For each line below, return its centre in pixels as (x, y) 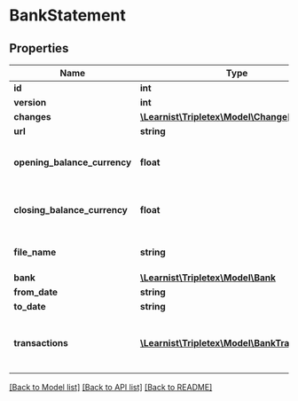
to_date (30, 307)
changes (32, 117)
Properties (39, 48)
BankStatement (68, 16)
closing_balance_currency (71, 210)
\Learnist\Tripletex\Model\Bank (208, 278)
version (30, 102)
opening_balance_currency (73, 162)
